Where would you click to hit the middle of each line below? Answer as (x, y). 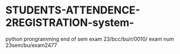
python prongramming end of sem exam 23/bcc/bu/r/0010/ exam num (90, 39)
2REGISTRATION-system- (70, 23)
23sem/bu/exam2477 (31, 45)
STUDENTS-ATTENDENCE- (73, 10)
